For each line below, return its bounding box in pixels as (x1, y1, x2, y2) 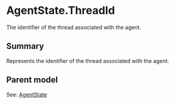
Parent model (6, 75, 58, 85)
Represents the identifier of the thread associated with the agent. (6, 57, 170, 64)
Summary (6, 41, 44, 51)
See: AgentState (6, 91, 47, 98)
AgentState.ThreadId (6, 4, 115, 18)
